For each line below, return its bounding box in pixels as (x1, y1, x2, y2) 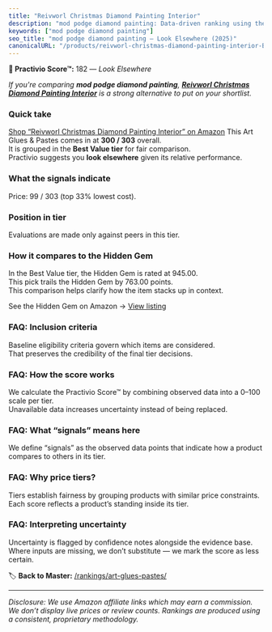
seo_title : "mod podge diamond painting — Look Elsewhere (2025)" (8, 34, 237, 43)
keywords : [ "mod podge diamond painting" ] (8, 27, 154, 35)
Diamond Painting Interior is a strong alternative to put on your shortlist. (8, 88, 253, 98)
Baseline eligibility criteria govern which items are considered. (8, 340, 216, 350)
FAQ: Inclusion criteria (8, 321, 98, 333)
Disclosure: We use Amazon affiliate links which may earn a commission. (8, 596, 253, 607)
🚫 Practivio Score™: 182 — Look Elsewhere (8, 64, 152, 74)
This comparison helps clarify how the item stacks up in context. (8, 286, 224, 295)
